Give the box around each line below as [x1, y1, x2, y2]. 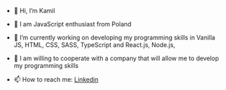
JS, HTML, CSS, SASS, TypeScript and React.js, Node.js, [13, 41, 176, 48]
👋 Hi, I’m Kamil [13, 7, 55, 15]
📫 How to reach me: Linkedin [13, 75, 99, 83]
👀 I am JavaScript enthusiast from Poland [13, 20, 132, 28]
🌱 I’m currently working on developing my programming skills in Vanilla [13, 33, 216, 42]
